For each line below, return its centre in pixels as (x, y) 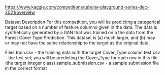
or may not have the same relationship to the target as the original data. (78, 43)
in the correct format (26, 68)
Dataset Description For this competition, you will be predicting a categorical (83, 22)
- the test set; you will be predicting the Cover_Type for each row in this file (81, 58)
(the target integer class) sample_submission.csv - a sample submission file (82, 63)
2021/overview (20, 12)
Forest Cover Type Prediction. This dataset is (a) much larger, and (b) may (80, 37)
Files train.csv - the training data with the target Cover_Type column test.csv (82, 52)
